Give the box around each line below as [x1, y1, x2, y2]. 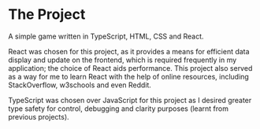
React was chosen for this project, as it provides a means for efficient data [8, 46, 250, 56]
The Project [8, 6, 86, 24]
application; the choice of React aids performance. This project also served [8, 63, 253, 72]
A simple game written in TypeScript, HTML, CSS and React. [8, 31, 204, 41]
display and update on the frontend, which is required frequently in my [8, 55, 237, 64]
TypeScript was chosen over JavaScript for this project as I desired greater [8, 95, 252, 105]
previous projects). [8, 112, 69, 121]
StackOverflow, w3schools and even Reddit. [8, 80, 152, 90]
